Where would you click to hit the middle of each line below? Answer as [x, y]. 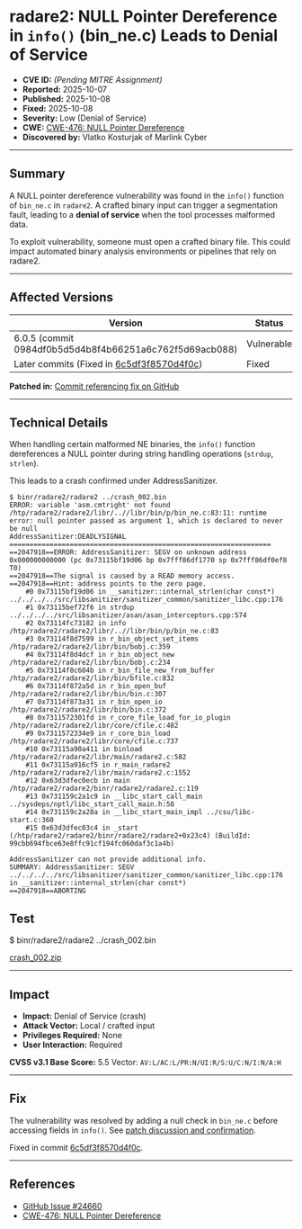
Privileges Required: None [72, 1035]
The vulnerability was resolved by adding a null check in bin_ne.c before [144, 1120]
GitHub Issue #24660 [62, 1206]
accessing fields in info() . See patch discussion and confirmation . [133, 1130]
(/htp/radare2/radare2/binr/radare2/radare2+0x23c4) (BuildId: [130, 836]
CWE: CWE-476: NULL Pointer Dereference [103, 127]
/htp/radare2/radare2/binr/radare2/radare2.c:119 [104, 789]
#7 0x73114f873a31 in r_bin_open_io [94, 702]
